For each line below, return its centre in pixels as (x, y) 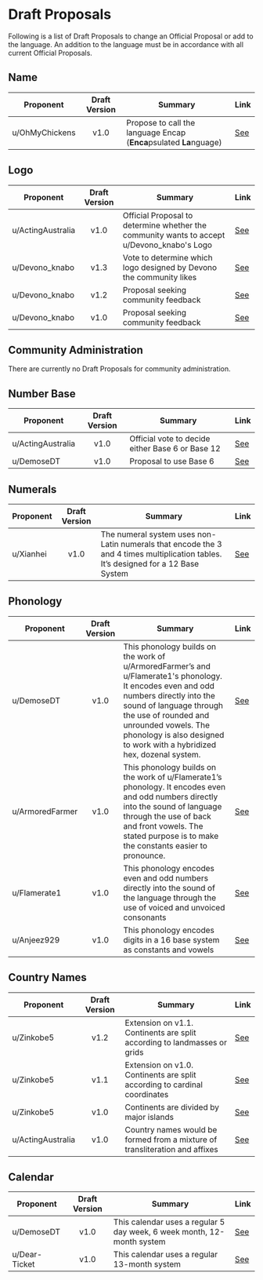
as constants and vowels (169, 950)
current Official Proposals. (50, 53)
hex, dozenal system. (162, 754)
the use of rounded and (166, 715)
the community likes (160, 277)
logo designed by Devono (170, 267)
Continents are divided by (172, 1107)
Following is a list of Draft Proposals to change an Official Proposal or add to (131, 36)
